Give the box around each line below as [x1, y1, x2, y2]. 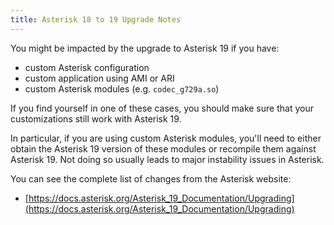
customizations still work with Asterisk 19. [10, 112, 182, 125]
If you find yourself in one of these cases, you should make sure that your [10, 102, 314, 114]
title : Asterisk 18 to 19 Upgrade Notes [10, 14, 182, 25]
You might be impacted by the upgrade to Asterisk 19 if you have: [10, 42, 280, 54]
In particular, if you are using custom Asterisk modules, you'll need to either [10, 132, 322, 144]
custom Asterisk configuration [24, 61, 150, 73]
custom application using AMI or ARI [24, 72, 175, 84]
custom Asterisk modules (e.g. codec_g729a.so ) [24, 82, 220, 95]
